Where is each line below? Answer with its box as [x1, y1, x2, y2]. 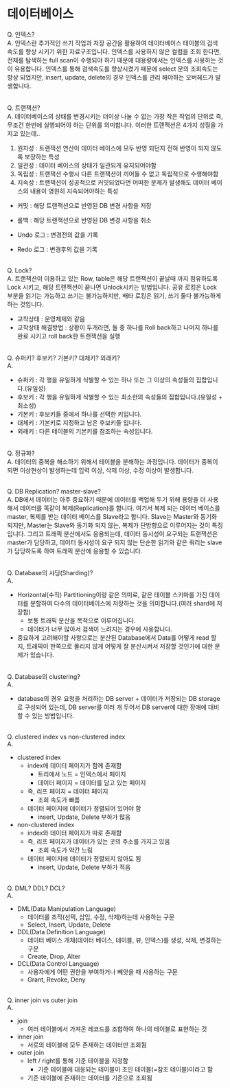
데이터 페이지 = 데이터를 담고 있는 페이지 [37, 778, 146, 787]
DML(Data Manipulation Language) [16, 904, 117, 913]
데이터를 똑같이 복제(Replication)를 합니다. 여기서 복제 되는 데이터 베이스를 [19, 504, 221, 512]
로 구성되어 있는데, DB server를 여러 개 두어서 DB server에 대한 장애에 [16, 703, 207, 711]
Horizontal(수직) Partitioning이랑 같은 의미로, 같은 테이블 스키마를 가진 [16, 590, 208, 599]
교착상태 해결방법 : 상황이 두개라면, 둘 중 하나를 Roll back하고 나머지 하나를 [16, 323, 219, 332]
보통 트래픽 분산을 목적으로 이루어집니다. [27, 616, 136, 625]
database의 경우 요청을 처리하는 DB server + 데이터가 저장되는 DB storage [16, 694, 221, 702]
